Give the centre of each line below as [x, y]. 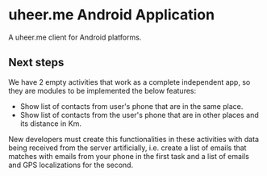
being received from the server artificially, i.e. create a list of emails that [127, 148]
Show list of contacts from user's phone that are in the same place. [131, 106]
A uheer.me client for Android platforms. [75, 37]
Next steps [36, 63]
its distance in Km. [51, 124]
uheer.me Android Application [112, 15]
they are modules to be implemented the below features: [102, 90]
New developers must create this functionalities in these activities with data [134, 139]
